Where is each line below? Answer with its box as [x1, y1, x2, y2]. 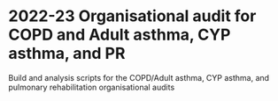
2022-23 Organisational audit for [8, 6, 257, 26]
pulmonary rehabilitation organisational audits [8, 82, 175, 92]
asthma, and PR [8, 44, 126, 63]
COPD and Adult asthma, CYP [8, 25, 231, 45]
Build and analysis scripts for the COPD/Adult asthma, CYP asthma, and [8, 72, 270, 83]
